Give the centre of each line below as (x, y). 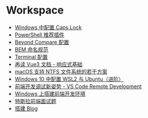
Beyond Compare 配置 (42, 42)
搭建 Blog (26, 108)
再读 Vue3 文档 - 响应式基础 (48, 64)
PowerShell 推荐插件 (40, 35)
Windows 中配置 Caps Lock (48, 27)
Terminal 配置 (31, 57)
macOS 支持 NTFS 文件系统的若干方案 (61, 71)
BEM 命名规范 (31, 49)
